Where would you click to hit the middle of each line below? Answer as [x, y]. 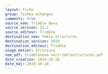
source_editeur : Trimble [30, 32]
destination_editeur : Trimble [36, 46]
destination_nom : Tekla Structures [41, 37]
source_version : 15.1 [27, 28]
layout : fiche [19, 9]
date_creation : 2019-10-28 [32, 59]
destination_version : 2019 [32, 41]
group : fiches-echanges [29, 14]
